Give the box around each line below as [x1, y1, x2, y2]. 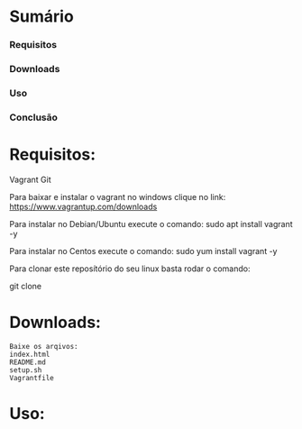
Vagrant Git [9, 174, 51, 185]
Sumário [9, 6, 74, 27]
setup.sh [9, 365, 42, 375]
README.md [9, 358, 47, 367]
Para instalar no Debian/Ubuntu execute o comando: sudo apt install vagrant [9, 218, 293, 229]
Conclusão [9, 111, 59, 123]
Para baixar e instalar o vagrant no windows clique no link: [9, 191, 226, 202]
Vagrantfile [9, 373, 54, 382]
